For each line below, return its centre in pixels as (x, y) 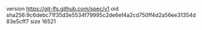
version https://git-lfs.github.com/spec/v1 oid (63, 9)
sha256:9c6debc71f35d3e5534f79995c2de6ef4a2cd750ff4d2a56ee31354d (101, 15)
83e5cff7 (18, 21)
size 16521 (43, 21)
